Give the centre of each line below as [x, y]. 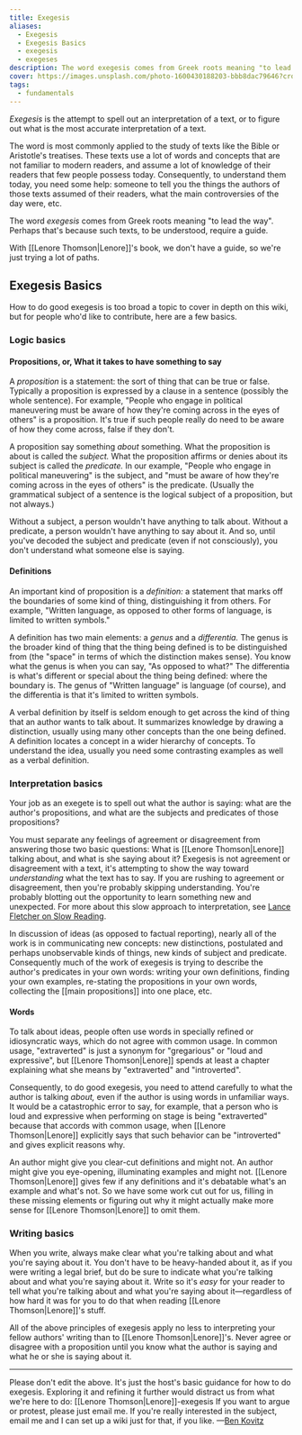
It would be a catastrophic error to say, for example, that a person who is [144, 1107]
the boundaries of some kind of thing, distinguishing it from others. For [140, 601]
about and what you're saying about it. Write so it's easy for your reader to [147, 1282]
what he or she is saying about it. [71, 1357]
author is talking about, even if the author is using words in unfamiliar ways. [149, 1097]
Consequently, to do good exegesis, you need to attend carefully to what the [151, 1087]
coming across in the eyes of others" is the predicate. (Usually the [132, 485]
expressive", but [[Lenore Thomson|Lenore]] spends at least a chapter [139, 1060]
